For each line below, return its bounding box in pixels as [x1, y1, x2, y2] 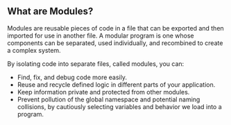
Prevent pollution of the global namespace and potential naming [17, 95, 200, 103]
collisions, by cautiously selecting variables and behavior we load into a [17, 102, 222, 110]
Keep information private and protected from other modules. [17, 87, 190, 96]
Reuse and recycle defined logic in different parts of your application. [17, 80, 216, 89]
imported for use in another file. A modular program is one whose [7, 31, 194, 40]
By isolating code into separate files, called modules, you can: [7, 59, 185, 68]
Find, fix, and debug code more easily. [17, 73, 127, 81]
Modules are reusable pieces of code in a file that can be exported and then [7, 24, 224, 32]
